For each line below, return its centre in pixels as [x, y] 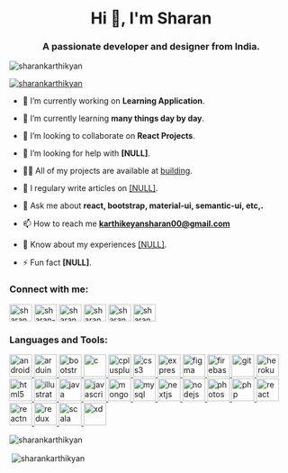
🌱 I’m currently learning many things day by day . [113, 118]
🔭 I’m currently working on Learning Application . [113, 101]
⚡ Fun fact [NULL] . [57, 263]
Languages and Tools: [58, 340]
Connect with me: [49, 289]
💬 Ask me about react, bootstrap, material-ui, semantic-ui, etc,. [143, 205]
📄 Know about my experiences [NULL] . [94, 245]
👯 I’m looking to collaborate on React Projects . [108, 136]
